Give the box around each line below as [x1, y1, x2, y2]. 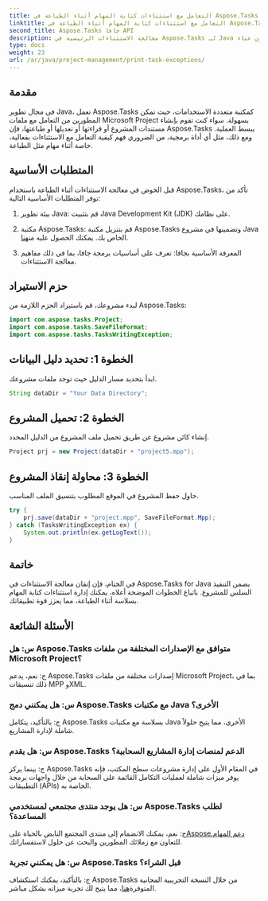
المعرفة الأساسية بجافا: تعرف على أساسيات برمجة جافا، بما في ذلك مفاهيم [20, 248, 242, 257]
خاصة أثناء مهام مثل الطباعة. [9, 140, 94, 150]
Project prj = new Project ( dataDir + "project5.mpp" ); [9, 447, 195, 456]
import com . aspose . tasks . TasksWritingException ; [9, 331, 173, 339]
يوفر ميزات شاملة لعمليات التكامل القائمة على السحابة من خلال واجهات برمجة [9, 772, 239, 782]
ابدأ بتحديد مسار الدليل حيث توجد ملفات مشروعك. [9, 373, 157, 383]
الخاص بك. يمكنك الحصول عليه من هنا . [20, 232, 129, 242]
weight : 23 [9, 49, 45, 57]
